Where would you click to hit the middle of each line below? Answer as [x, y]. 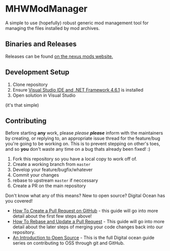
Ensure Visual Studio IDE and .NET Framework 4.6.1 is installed [78, 90]
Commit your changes [36, 175]
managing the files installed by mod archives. [53, 28]
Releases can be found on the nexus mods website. [59, 56]
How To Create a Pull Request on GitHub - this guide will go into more [85, 211]
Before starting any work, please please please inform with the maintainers [84, 133]
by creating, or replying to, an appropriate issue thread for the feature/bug [83, 138]
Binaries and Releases [41, 44]
